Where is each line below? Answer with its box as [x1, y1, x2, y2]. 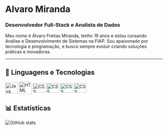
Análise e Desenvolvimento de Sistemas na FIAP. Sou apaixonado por [5, 38, 148, 44]
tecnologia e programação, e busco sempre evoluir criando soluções [5, 44, 147, 50]
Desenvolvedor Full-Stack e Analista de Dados [5, 22, 120, 29]
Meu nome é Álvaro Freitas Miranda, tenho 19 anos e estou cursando [5, 33, 147, 39]
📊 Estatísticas [5, 104, 51, 112]
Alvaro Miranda [5, 4, 71, 15]
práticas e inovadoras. [5, 49, 51, 55]
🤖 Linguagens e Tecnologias [5, 68, 95, 76]
